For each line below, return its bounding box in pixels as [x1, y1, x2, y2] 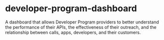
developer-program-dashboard [5, 3, 137, 14]
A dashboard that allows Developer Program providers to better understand [5, 19, 160, 25]
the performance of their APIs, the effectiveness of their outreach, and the [5, 24, 157, 30]
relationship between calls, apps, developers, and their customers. [5, 29, 141, 35]
